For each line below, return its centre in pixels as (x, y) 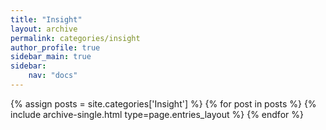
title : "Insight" (46, 19)
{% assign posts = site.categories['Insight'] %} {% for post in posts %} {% (163, 103)
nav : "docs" (53, 76)
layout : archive (44, 29)
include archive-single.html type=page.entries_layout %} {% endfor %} (157, 114)
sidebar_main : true (51, 57)
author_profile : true (55, 47)
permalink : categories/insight (75, 38)
